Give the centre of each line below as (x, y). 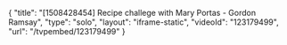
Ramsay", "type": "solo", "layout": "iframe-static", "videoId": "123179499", (143, 22)
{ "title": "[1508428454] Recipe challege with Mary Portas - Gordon (132, 13)
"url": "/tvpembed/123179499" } (67, 31)
